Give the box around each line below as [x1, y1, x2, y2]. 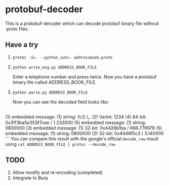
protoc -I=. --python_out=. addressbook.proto [12, 55, 113, 60]
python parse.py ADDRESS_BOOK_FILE [12, 90, 88, 95]
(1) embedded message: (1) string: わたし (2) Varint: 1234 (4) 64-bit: [5, 113, 147, 120]
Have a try [5, 41, 38, 49]
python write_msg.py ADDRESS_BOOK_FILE [12, 65, 97, 70]
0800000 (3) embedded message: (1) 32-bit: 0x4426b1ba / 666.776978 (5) [5, 125, 162, 131]
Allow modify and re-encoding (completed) [12, 169, 103, 175]
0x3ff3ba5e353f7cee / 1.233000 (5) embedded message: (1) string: [5, 119, 146, 126]
